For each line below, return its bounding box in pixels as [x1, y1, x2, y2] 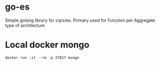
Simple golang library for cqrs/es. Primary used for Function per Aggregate [5, 17, 156, 23]
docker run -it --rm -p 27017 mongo [5, 55, 79, 60]
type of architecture [5, 22, 45, 28]
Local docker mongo [5, 39, 89, 51]
